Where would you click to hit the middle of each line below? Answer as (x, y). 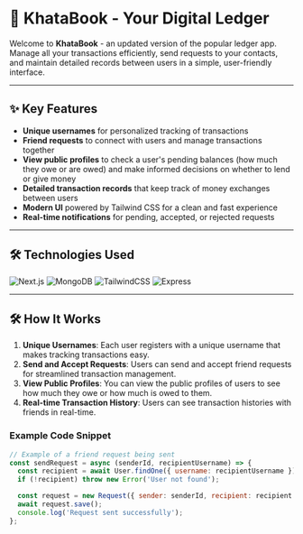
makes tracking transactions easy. (86, 354)
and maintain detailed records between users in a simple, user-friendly (141, 62)
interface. (27, 72)
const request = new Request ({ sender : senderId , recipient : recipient (155, 496)
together (38, 150)
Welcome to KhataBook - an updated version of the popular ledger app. (143, 43)
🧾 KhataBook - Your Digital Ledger (139, 18)
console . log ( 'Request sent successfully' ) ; (100, 512)
